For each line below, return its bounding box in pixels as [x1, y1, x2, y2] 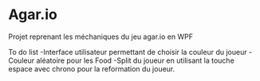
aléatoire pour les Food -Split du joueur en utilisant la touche [35, 56, 235, 65]
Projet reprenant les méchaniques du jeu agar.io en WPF [8, 32, 194, 41]
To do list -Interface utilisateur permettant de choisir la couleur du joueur [8, 47, 247, 56]
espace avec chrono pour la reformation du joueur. [8, 64, 175, 73]
